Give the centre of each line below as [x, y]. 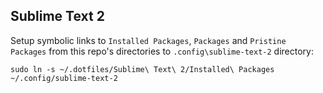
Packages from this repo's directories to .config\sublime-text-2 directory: [162, 51]
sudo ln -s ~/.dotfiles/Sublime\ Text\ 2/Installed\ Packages [142, 69]
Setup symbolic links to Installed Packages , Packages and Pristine [148, 40]
